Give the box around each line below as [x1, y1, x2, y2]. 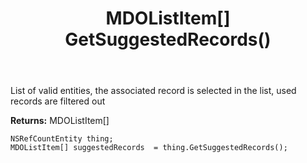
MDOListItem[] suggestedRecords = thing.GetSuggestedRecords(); [10, 143, 288, 153]
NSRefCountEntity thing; [10, 134, 114, 144]
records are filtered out [10, 95, 106, 107]
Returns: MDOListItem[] [10, 115, 110, 127]
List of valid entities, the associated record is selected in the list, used [10, 85, 297, 97]
